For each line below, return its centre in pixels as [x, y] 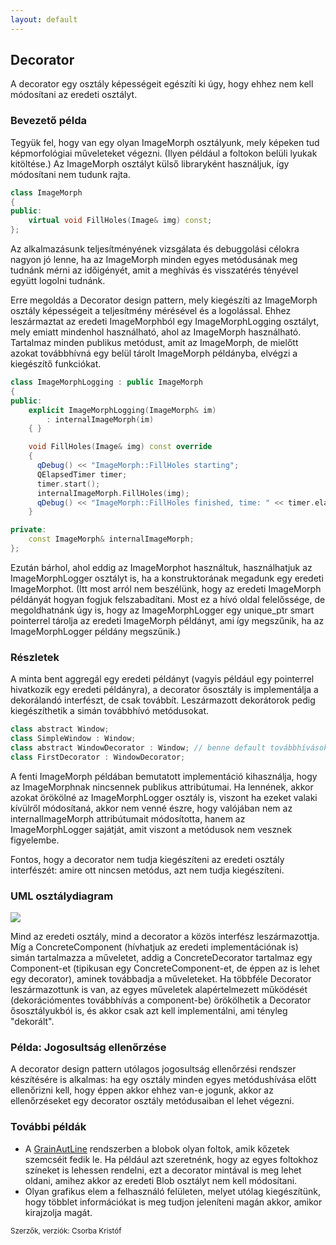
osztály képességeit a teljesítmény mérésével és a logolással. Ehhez [151, 311]
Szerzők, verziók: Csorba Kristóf [66, 1231]
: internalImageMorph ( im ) [100, 419]
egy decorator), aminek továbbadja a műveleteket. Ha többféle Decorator [161, 979]
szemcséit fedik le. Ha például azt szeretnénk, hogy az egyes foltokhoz [171, 1159]
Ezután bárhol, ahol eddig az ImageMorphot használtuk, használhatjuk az [161, 567]
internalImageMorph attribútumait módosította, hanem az [128, 818]
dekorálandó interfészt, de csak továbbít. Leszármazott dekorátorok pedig [163, 700]
